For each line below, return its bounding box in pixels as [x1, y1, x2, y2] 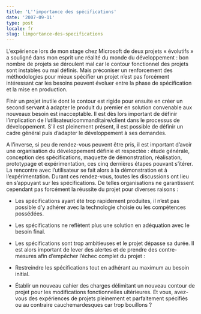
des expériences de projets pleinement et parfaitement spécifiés [28, 295, 188, 302]
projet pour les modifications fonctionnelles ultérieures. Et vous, [14, 289, 173, 296]
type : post [6, 20, 34, 26]
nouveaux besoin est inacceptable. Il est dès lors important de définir [6, 110, 178, 118]
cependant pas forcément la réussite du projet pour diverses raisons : [6, 186, 179, 193]
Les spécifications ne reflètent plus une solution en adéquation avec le [14, 222, 190, 229]
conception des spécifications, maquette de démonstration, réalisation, [6, 154, 182, 161]
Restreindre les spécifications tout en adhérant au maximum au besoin [14, 264, 190, 271]
